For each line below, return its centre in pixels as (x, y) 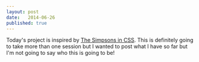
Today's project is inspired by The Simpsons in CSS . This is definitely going (100, 40)
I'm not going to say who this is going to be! (61, 53)
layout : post (23, 12)
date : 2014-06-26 (31, 17)
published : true (27, 23)
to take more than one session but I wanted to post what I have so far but (97, 46)
